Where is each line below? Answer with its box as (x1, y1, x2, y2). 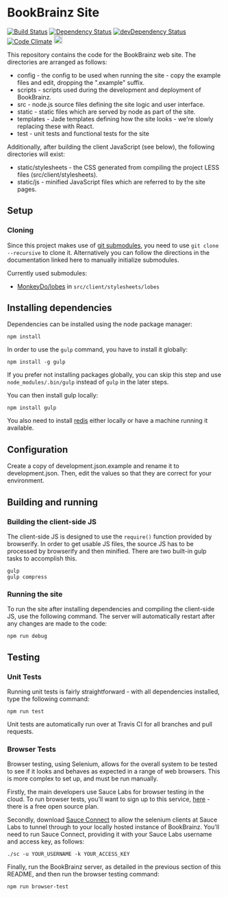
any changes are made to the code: (7, 619, 107, 628)
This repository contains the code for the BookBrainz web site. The (7, 50, 197, 59)
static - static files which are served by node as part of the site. (16, 108, 196, 116)
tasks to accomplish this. (7, 554, 77, 563)
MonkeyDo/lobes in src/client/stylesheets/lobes (16, 282, 160, 291)
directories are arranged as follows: (7, 58, 107, 66)
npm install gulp (7, 404, 57, 412)
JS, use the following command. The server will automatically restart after (7, 612, 216, 621)
